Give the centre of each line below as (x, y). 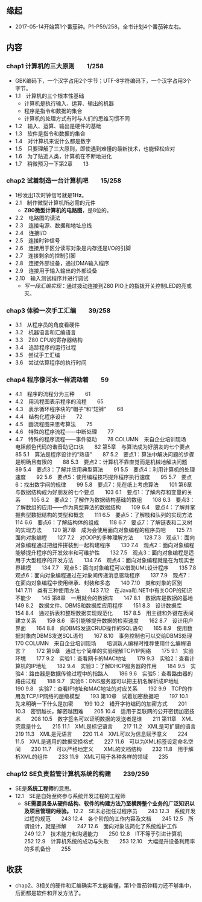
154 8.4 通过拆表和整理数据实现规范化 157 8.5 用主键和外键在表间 (104, 613)
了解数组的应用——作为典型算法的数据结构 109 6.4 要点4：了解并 (103, 507)
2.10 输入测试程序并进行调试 (52, 278)
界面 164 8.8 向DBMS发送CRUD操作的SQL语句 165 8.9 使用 (101, 628)
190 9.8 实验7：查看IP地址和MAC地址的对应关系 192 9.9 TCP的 (101, 689)
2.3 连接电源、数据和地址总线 (53, 225)
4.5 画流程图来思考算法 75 (54, 424)
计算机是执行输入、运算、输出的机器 (69, 103)
